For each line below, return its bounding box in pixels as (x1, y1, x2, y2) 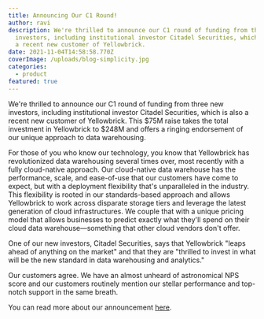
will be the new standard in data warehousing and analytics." (8, 255, 205, 265)
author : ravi (8, 19, 51, 27)
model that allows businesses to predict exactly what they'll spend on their (8, 214, 250, 224)
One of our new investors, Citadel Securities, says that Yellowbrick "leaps (8, 238, 246, 248)
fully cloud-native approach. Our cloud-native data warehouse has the (8, 165, 236, 174)
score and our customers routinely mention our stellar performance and (8, 279, 240, 288)
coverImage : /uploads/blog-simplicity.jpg (8, 56, 149, 64)
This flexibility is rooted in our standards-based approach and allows (8, 190, 230, 199)
